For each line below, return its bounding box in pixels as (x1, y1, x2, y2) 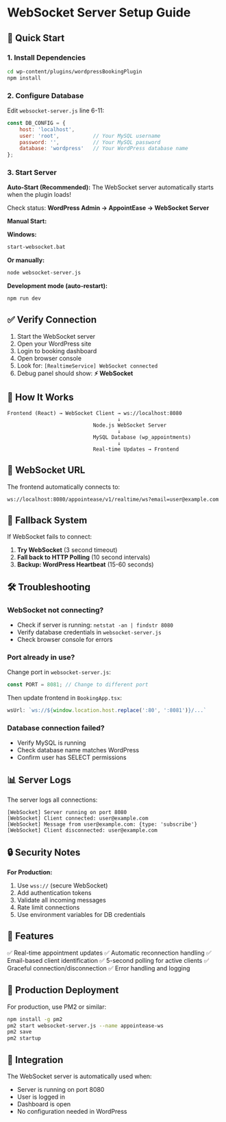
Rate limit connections (16, 903, 80, 911)
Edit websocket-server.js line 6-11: (7, 106, 105, 115)
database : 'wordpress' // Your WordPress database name (19, 145, 188, 152)
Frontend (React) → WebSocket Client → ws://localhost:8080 (7, 409, 183, 416)
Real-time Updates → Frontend (92, 446, 179, 453)
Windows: (7, 230, 37, 239)
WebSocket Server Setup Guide (7, 5, 191, 21)
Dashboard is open (16, 1099, 71, 1108)
